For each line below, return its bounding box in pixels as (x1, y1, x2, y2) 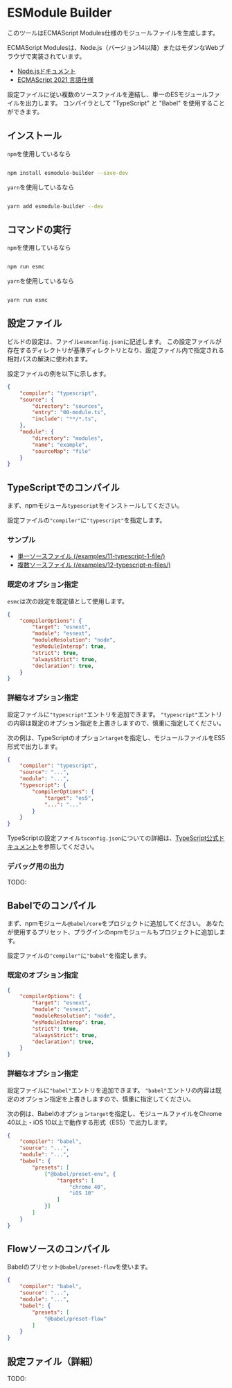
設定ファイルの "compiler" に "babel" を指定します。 (7, 952, 151, 960)
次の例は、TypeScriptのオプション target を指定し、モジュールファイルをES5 (7, 733, 226, 742)
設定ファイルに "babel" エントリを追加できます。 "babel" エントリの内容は (7, 1086, 216, 1094)
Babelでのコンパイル (7, 900, 96, 911)
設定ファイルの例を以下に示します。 (7, 369, 110, 377)
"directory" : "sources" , (32, 402, 104, 410)
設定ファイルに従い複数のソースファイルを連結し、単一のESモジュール (7, 90, 208, 98)
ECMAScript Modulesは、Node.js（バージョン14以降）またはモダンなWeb (7, 43, 219, 51)
